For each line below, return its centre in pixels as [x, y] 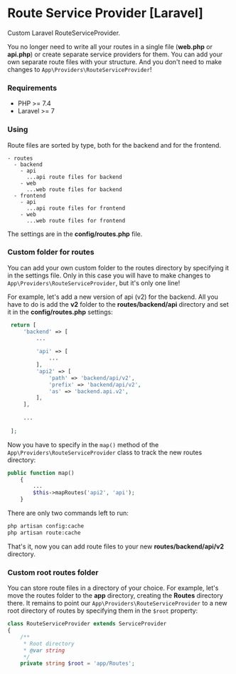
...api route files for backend [74, 177]
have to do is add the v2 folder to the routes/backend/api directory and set [118, 304]
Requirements [32, 88]
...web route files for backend [74, 189]
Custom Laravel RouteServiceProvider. [64, 33]
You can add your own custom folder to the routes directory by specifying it [118, 267]
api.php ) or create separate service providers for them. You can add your [115, 54]
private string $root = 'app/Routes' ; [77, 664]
